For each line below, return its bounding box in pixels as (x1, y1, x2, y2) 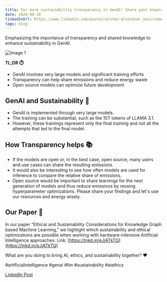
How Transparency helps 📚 (5, 141, 93, 149)
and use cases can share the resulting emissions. (12, 162, 114, 168)
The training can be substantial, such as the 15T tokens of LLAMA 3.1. (12, 115, 155, 121)
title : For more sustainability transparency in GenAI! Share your (5, 7, 148, 12)
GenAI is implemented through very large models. (12, 110, 114, 116)
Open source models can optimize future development (12, 82, 124, 88)
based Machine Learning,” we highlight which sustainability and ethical (5, 227, 151, 233)
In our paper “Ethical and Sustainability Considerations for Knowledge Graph (5, 221, 162, 227)
